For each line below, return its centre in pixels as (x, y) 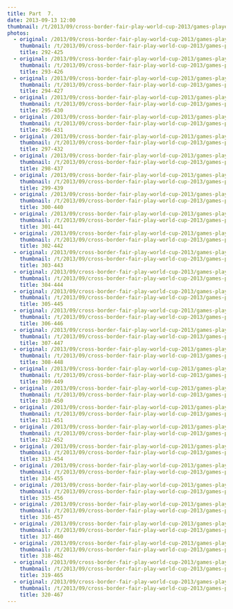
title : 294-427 (42, 91)
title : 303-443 (42, 265)
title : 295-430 (42, 110)
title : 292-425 (42, 53)
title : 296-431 (42, 130)
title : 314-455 (42, 478)
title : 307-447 (42, 343)
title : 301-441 (42, 226)
